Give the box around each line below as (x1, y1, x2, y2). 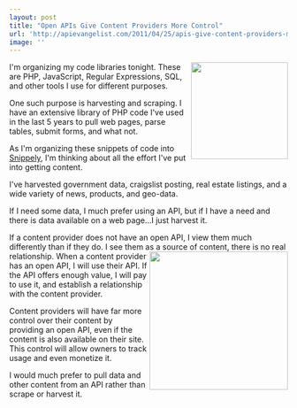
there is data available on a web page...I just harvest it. (9, 215, 208, 226)
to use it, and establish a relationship (9, 280, 143, 290)
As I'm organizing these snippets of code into (9, 143, 175, 154)
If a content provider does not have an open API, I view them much (9, 232, 252, 243)
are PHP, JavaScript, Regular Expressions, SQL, (9, 72, 183, 82)
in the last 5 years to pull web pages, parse (9, 117, 166, 127)
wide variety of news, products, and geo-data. (9, 189, 179, 199)
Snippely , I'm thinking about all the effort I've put (9, 152, 187, 164)
